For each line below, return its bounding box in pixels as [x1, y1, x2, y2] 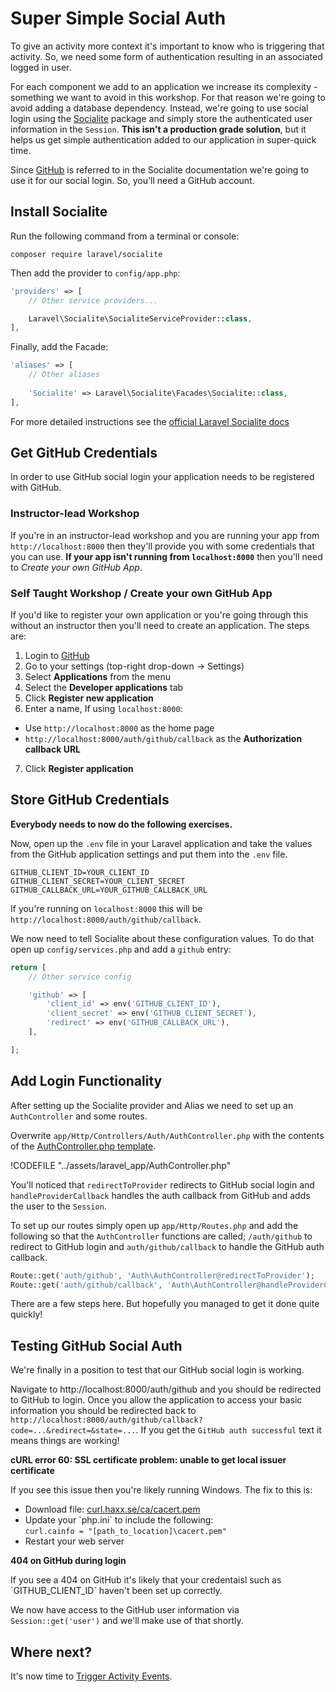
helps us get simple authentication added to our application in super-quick [10, 133, 317, 146]
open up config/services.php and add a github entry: [10, 943, 232, 955]
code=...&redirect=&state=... [10, 1426, 137, 1436]
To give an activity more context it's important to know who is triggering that [10, 40, 325, 52]
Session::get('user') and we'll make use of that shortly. [10, 1615, 244, 1627]
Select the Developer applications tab [24, 682, 184, 694]
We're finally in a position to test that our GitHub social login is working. [10, 1364, 305, 1376]
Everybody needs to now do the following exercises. [10, 818, 233, 830]
